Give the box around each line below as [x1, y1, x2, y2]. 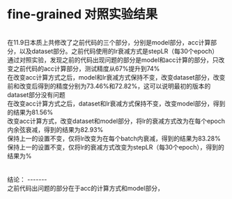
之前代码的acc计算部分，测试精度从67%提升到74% [13, 64, 160, 73]
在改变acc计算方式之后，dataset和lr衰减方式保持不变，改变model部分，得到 [7, 99, 226, 108]
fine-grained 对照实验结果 [7, 6, 158, 22]
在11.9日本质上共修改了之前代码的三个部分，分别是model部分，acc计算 [7, 38, 211, 46]
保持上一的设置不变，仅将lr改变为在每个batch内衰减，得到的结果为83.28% [7, 134, 221, 142]
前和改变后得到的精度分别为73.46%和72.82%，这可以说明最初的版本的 [7, 82, 211, 90]
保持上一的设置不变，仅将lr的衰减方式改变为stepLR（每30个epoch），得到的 [7, 142, 225, 151]
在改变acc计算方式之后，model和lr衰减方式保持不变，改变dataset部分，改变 [7, 73, 226, 81]
